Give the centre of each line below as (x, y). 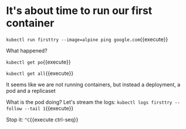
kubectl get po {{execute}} (39, 62)
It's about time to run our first (79, 11)
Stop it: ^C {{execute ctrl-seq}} (42, 119)
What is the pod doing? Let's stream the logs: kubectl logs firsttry (89, 102)
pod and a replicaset (31, 90)
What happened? (27, 50)
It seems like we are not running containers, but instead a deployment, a (93, 84)
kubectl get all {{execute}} (40, 73)
